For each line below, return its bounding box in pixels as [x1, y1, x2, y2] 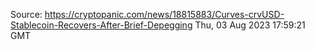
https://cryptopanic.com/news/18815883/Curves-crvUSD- [44, 9, 285, 20]
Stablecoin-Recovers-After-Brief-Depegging [10, 19, 193, 31]
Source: [10, 9, 43, 20]
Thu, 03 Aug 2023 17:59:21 [194, 19, 306, 31]
